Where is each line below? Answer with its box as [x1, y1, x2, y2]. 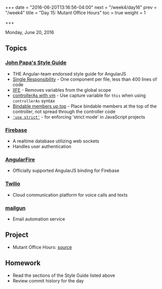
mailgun [5, 204, 26, 211]
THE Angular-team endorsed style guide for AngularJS [12, 70, 126, 77]
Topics [5, 44, 27, 53]
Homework [5, 259, 41, 268]
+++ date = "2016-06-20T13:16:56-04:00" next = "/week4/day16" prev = [5, 5, 157, 10]
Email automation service [12, 215, 66, 222]
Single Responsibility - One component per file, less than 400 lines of [12, 76, 157, 82]
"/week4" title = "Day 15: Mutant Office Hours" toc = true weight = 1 [5, 10, 146, 16]
